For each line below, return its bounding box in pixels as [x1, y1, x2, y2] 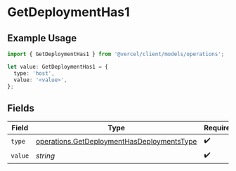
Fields [7, 102, 35, 114]
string [35, 151, 55, 160]
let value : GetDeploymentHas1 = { [7, 63, 109, 70]
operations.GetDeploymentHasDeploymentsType [35, 136, 197, 146]
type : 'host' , [13, 69, 55, 77]
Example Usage [7, 32, 77, 44]
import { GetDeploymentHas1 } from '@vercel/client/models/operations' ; [7, 50, 225, 57]
